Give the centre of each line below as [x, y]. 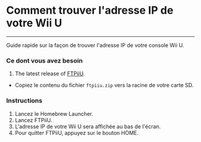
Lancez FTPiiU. [33, 120]
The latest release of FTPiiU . [50, 74]
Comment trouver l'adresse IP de [90, 10]
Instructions [25, 101]
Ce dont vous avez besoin [45, 60]
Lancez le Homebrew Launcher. [54, 113]
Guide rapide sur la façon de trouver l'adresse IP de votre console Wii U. [95, 45]
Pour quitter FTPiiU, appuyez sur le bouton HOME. [77, 132]
